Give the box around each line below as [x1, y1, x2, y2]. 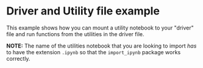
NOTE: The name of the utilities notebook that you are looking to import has [6, 42, 197, 49]
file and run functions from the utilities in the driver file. [6, 30, 144, 37]
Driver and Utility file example [6, 4, 160, 18]
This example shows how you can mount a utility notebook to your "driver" [6, 24, 194, 31]
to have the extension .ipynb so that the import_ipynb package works [6, 48, 181, 55]
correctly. [6, 55, 30, 62]
